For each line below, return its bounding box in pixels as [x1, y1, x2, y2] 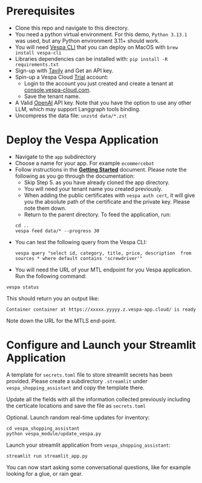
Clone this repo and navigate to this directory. [15, 24, 129, 31]
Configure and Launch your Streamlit [6, 339, 197, 352]
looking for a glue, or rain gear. [6, 470, 83, 477]
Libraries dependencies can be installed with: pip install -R [15, 55, 168, 62]
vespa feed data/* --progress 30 [15, 228, 100, 234]
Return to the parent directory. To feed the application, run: [24, 210, 171, 218]
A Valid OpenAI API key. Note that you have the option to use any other [15, 99, 192, 106]
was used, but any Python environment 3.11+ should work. [15, 37, 160, 44]
